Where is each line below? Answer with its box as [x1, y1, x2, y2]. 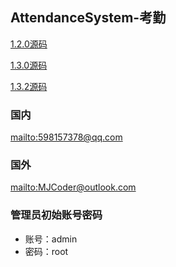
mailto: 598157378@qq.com [10, 131, 123, 143]
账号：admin [24, 233, 78, 245]
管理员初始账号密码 [10, 208, 103, 222]
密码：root [24, 245, 69, 257]
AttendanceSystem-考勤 [10, 9, 167, 27]
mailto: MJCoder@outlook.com [10, 181, 137, 193]
